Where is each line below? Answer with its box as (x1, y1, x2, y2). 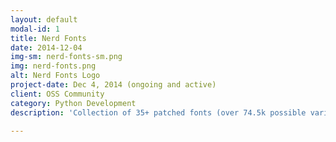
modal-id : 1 (10, 24, 60, 34)
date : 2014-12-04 (10, 42, 83, 53)
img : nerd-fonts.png (10, 61, 97, 71)
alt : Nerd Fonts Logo (10, 71, 101, 81)
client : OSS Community (10, 89, 105, 99)
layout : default (10, 14, 78, 25)
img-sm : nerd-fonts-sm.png (10, 52, 123, 62)
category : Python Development (10, 98, 137, 108)
